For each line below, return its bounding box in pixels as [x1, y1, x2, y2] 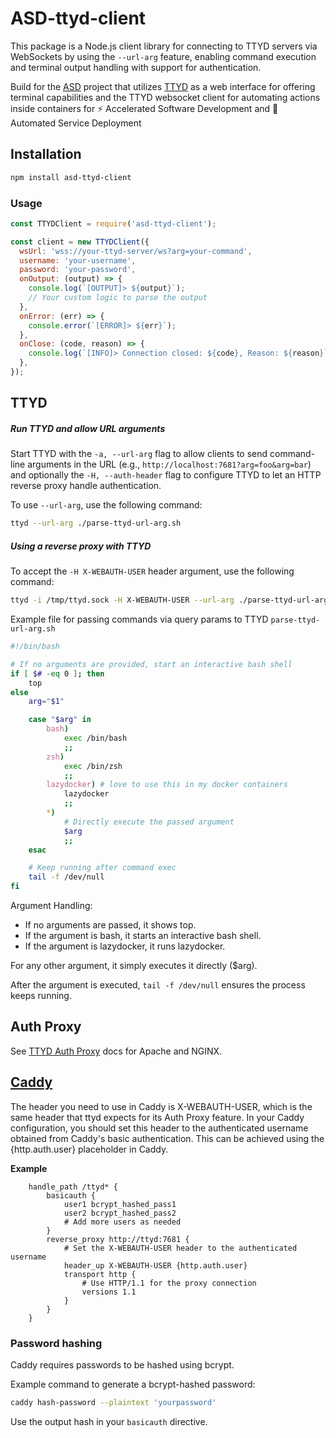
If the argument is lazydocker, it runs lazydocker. [24, 940, 226, 952]
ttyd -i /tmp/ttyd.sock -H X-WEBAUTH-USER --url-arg [10, 595, 235, 606]
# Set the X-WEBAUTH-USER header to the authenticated [63, 1243, 298, 1253]
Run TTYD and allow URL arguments [10, 422, 166, 434]
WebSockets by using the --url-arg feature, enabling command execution [10, 50, 317, 62]
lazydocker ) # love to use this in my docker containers [46, 780, 288, 790]
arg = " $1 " [28, 697, 65, 707]
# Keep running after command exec [28, 863, 177, 873]
